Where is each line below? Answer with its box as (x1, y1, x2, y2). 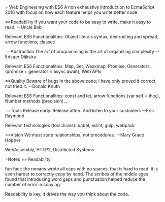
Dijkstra (20, 54, 36, 60)
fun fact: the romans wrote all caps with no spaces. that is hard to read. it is (5, 166, 158, 171)
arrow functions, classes (5, 39, 55, 45)
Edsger (5, 54, 20, 60)
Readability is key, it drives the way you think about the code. (5, 191, 130, 197)
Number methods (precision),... (5, 98, 69, 104)
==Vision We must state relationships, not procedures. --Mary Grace (5, 132, 144, 137)
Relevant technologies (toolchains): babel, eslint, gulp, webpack (5, 123, 135, 128)
